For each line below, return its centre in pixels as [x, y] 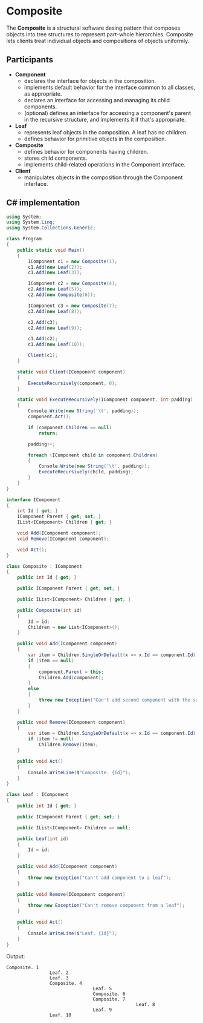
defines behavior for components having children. [86, 151]
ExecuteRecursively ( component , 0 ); [73, 383]
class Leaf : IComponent [37, 795]
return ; [48, 433]
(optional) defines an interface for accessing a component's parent [108, 113]
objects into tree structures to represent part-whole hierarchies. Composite [100, 34]
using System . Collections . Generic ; [51, 228]
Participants [30, 60]
